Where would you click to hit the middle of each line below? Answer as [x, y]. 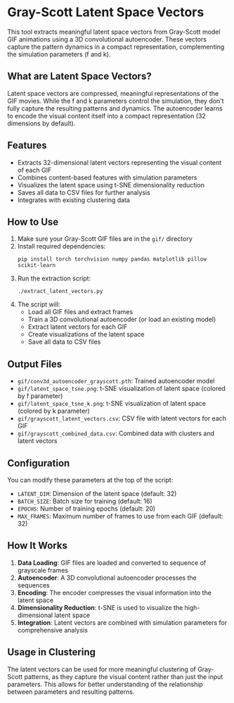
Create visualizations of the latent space [86, 335]
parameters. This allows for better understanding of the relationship [105, 684]
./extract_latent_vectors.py [60, 292]
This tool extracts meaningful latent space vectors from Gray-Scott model [114, 32]
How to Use [33, 222]
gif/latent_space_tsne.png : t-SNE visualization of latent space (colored [122, 389]
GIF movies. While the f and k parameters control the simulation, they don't [116, 101]
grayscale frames [43, 570]
